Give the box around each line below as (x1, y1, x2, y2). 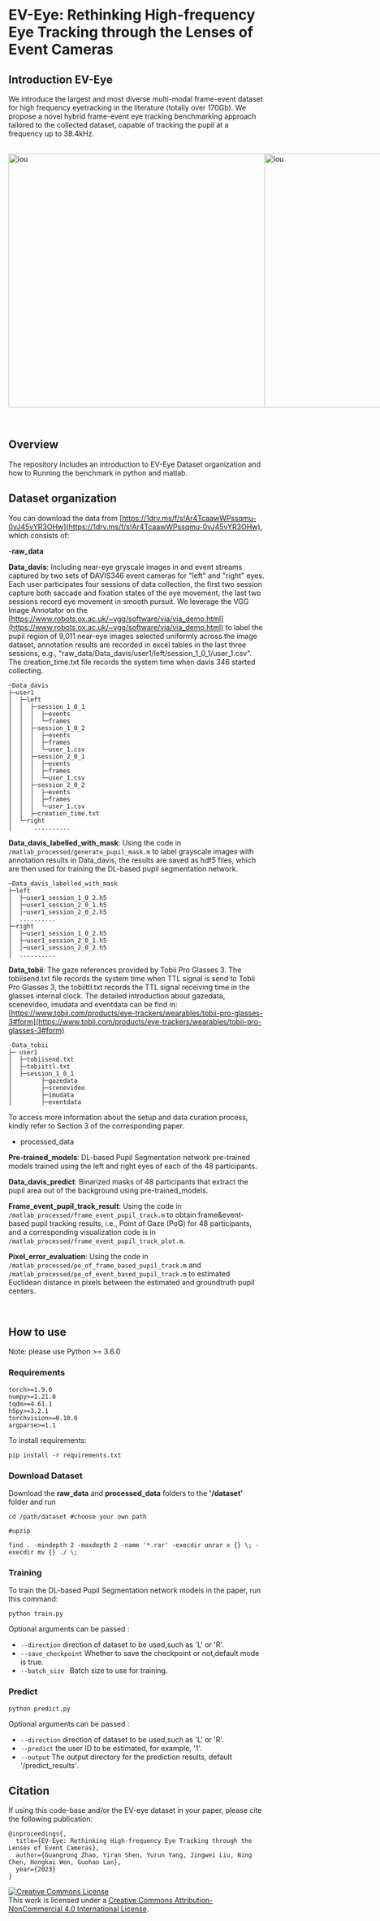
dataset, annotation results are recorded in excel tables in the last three (8, 640, 247, 650)
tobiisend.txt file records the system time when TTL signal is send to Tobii (8, 973, 256, 983)
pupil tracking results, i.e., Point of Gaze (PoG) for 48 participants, (31, 1218, 253, 1228)
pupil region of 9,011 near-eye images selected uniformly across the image (8, 631, 257, 641)
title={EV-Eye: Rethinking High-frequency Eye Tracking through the (15, 1837, 253, 1845)
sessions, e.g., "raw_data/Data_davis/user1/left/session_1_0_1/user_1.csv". (8, 648, 253, 658)
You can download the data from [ (8, 513, 123, 523)
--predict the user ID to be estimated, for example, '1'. (19, 1743, 203, 1753)
